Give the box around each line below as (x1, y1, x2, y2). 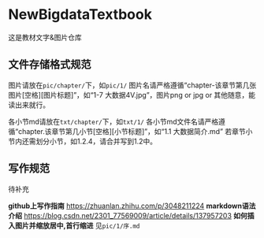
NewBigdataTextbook (8, 6, 152, 24)
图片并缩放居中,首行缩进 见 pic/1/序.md (14, 221, 140, 230)
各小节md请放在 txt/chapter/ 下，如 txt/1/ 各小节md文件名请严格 (8, 117, 219, 126)
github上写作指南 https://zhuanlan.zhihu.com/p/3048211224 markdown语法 (8, 201, 256, 210)
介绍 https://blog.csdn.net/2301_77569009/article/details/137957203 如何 (8, 210, 248, 220)
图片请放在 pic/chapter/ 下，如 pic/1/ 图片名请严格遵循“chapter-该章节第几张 (8, 80, 257, 90)
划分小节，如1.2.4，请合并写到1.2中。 (35, 136, 158, 146)
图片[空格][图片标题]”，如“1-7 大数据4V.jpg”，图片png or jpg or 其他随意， (8, 90, 249, 99)
